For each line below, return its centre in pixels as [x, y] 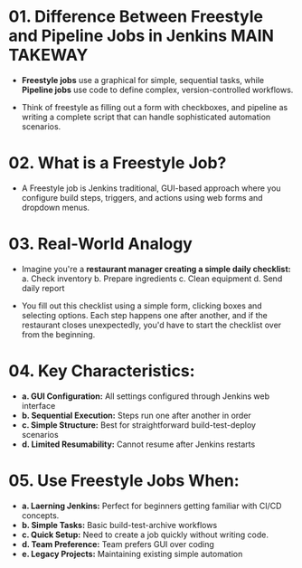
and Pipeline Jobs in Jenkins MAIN [142, 36]
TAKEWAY [48, 55]
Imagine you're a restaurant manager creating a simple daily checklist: [156, 269]
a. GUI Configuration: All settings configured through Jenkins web [146, 396]
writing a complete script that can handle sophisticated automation [146, 117]
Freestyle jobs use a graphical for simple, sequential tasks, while [142, 80]
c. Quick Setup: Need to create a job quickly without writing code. [145, 535]
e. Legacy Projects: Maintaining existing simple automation [132, 554]
